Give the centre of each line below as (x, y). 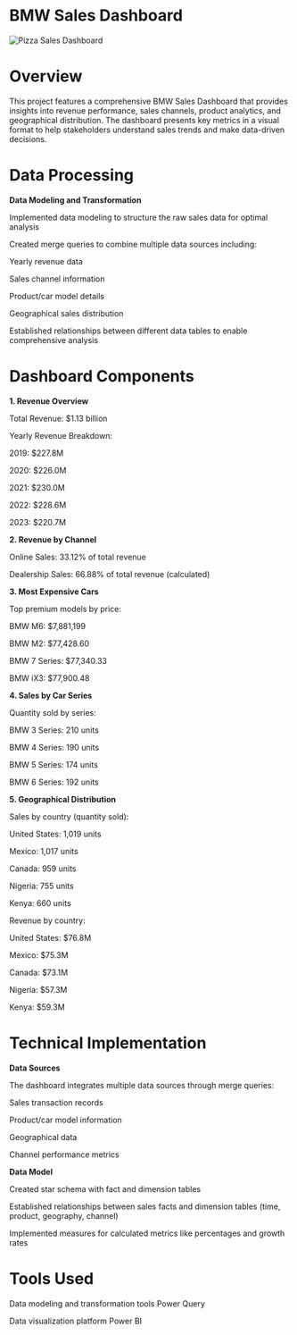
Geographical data (43, 1137)
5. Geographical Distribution (63, 799)
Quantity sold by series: (53, 712)
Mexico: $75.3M (39, 955)
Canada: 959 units (43, 869)
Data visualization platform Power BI (76, 1321)
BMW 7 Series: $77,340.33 (58, 660)
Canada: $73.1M (39, 972)
